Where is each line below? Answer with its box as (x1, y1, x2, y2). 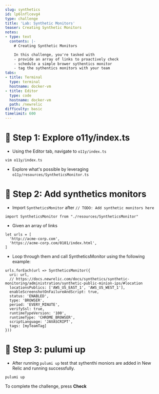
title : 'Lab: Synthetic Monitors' (5, 20, 76, 26)
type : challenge (5, 16, 38, 21)
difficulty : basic (5, 107, 42, 112)
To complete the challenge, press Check (5, 383, 87, 389)
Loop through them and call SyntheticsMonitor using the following (12, 253, 145, 259)
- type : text (5, 35, 32, 39)
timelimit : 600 (5, 111, 36, 116)
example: (12, 258, 31, 264)
